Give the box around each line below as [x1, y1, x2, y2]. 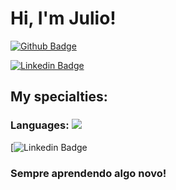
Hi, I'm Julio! [10, 7, 117, 30]
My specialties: [10, 88, 108, 106]
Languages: [10, 118, 70, 132]
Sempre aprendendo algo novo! [10, 166, 167, 180]
